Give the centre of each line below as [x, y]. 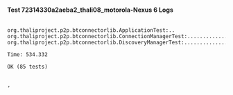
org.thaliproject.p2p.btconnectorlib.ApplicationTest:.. [91, 31]
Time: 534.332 [28, 55]
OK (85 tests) [28, 67]
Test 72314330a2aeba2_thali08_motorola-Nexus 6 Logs [90, 10]
